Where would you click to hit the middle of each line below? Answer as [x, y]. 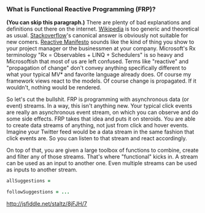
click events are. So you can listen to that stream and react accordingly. [97, 138]
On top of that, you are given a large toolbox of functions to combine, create [102, 150]
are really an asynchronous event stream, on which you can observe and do [102, 113]
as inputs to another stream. [42, 170]
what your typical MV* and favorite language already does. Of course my [99, 75]
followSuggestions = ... [38, 192]
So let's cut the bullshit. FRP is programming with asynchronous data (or [98, 99]
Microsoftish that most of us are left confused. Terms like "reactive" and [98, 62]
